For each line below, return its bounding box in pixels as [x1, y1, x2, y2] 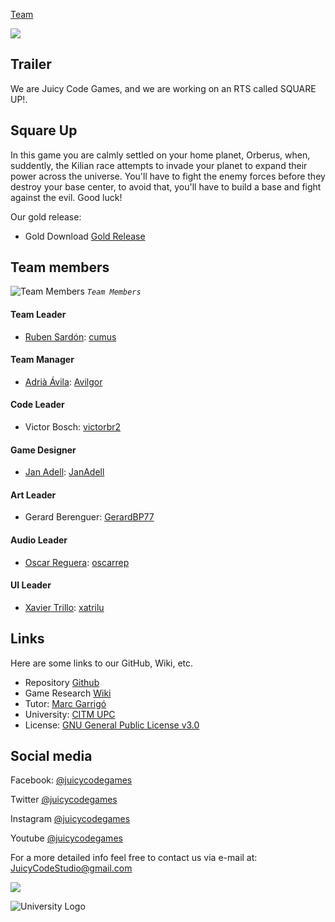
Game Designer [10, 444, 77, 456]
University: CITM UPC [24, 708, 116, 720]
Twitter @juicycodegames [10, 794, 118, 806]
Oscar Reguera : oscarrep [24, 556, 130, 568]
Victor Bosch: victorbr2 [24, 421, 122, 433]
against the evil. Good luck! [10, 191, 123, 203]
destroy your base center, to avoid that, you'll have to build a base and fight [10, 180, 322, 193]
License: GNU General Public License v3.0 [24, 719, 200, 731]
